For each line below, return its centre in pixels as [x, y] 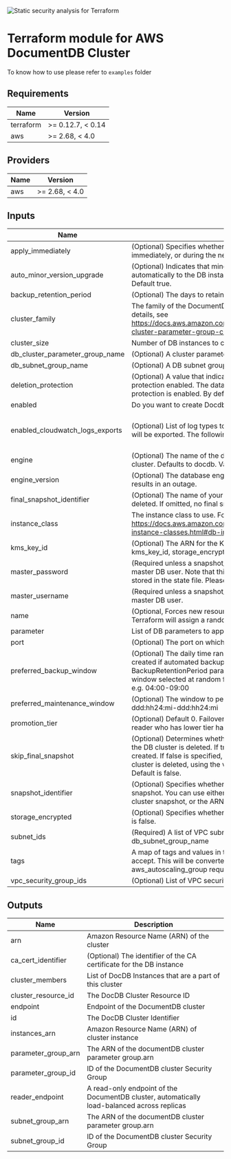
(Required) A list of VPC [170, 833]
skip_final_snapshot [42, 756]
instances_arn [33, 1034]
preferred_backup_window [54, 671]
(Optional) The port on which [178, 642]
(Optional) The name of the [175, 456]
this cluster [105, 984]
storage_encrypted [41, 817]
